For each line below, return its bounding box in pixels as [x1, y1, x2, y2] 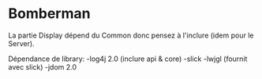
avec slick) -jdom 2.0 [8, 62, 77, 71]
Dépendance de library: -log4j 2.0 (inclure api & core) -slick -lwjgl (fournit [8, 54, 248, 63]
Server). [8, 38, 35, 48]
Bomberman [8, 5, 91, 23]
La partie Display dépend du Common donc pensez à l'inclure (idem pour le [8, 31, 254, 40]
